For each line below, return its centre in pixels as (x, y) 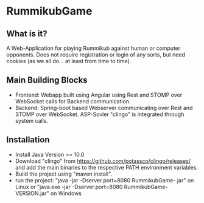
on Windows (66, 193)
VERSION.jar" (32, 193)
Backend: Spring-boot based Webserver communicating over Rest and (104, 108)
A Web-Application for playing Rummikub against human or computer (93, 48)
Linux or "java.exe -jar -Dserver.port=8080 (69, 187)
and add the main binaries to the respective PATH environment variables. (107, 167)
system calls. (32, 120)
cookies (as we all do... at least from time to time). (69, 61)
